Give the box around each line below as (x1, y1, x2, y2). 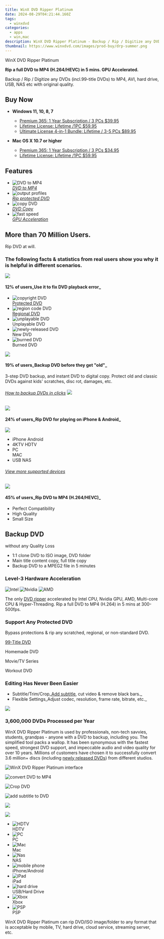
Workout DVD (5, 667, 33, 673)
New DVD (12, 331, 32, 337)
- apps (9, 30, 23, 35)
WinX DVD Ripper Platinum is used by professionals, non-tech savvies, (5, 729, 147, 735)
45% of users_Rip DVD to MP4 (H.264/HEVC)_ (5, 494, 101, 500)
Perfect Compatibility (12, 506, 55, 511)
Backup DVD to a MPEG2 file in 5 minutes (12, 563, 96, 569)
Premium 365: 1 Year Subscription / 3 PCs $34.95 (19, 148, 120, 153)
